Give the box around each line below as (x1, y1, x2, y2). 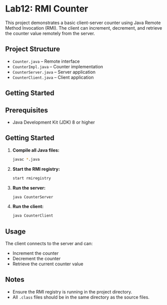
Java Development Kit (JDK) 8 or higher (12, 119, 95, 125)
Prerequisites (5, 106, 48, 115)
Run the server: (12, 184, 46, 191)
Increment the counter (12, 250, 59, 256)
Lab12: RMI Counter (5, 3, 89, 15)
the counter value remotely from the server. (5, 30, 95, 36)
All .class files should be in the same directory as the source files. (12, 294, 149, 300)
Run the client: (12, 204, 44, 210)
